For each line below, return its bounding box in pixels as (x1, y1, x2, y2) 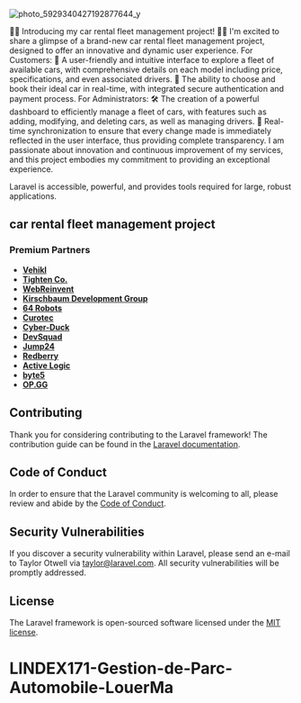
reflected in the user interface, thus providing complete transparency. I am (9, 135, 285, 146)
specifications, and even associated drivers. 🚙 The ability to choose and (9, 74, 276, 85)
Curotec (22, 311, 54, 323)
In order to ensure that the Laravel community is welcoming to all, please (9, 489, 279, 500)
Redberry (22, 350, 59, 361)
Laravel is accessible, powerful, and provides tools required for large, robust (9, 181, 292, 192)
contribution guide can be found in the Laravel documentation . (9, 438, 241, 449)
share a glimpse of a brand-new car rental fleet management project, (9, 36, 265, 46)
